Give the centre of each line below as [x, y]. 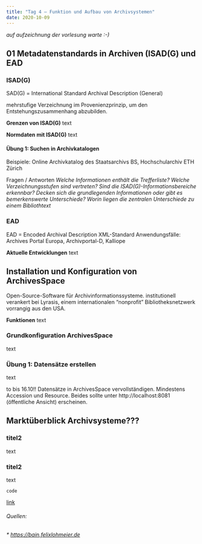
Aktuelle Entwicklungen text [42, 252]
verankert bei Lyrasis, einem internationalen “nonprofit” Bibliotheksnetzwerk [101, 302]
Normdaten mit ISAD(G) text [42, 135]
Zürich [14, 168]
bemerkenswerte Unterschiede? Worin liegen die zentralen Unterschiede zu [100, 199]
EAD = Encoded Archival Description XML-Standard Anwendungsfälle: [93, 234]
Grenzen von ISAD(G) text [39, 123]
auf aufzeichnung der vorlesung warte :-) [58, 34]
